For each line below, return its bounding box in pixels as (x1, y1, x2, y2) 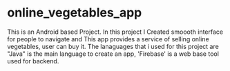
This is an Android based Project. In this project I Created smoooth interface (7, 28, 223, 36)
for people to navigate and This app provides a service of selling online (7, 34, 209, 43)
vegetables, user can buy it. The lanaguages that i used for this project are (7, 42, 219, 50)
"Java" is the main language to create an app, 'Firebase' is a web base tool (7, 50, 220, 58)
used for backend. (7, 57, 59, 65)
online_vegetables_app (7, 5, 142, 21)
